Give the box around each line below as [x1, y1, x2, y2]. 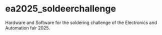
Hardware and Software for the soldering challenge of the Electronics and [5, 19, 157, 25]
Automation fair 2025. [5, 24, 50, 30]
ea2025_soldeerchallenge [5, 3, 116, 14]
